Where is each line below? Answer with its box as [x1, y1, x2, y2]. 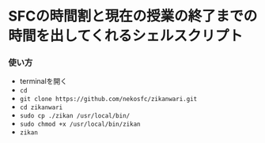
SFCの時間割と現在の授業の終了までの [8, 7, 258, 25]
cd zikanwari [19, 103, 63, 111]
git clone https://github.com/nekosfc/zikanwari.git [19, 96, 198, 103]
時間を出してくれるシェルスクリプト [8, 27, 244, 45]
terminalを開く [19, 77, 68, 86]
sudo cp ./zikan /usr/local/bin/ [19, 112, 131, 120]
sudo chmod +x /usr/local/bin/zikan [19, 120, 141, 129]
